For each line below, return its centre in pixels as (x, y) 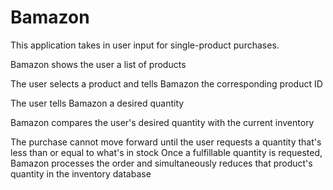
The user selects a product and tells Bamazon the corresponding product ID (166, 83)
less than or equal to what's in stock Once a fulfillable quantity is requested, (166, 152)
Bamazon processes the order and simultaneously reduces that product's (161, 163)
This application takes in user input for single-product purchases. (145, 45)
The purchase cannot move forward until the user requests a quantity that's (166, 142)
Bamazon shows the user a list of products (98, 64)
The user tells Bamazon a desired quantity (97, 103)
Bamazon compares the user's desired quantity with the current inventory (162, 122)
